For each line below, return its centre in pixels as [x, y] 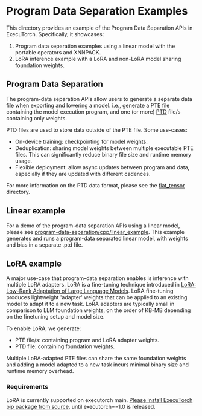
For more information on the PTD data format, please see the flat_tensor [96, 185]
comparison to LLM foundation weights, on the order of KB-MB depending [99, 310]
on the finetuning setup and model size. [55, 317]
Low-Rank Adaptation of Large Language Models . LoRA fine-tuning [90, 291]
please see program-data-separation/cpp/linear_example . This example [96, 232]
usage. [24, 161]
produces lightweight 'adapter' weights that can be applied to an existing [97, 297]
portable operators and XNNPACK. [58, 52]
